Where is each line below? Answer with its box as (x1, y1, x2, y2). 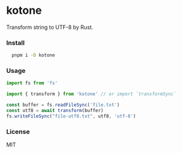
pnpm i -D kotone (11, 52, 55, 58)
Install (6, 39, 25, 47)
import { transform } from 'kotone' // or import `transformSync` (6, 91, 177, 97)
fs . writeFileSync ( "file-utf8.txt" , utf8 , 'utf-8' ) (6, 113, 136, 119)
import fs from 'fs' (6, 80, 58, 86)
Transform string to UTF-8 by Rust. (6, 23, 93, 31)
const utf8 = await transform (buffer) (6, 108, 104, 114)
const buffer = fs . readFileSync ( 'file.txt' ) (6, 102, 120, 108)
